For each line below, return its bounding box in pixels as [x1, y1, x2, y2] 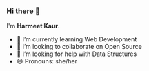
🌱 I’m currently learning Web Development [16, 35, 137, 43]
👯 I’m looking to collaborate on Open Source [16, 43, 142, 51]
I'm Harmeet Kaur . [6, 22, 60, 30]
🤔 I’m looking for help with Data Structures [16, 50, 137, 58]
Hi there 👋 [6, 6, 41, 16]
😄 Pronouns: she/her [16, 57, 77, 65]
